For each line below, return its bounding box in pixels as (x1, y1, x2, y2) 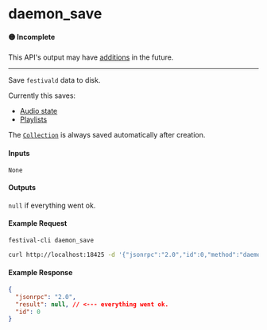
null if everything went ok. (8, 200, 96, 210)
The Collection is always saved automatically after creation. (8, 130, 206, 140)
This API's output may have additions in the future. (8, 52, 174, 62)
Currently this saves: (8, 91, 76, 100)
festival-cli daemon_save (8, 236, 94, 244)
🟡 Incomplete (8, 32, 56, 41)
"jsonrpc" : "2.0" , (15, 293, 77, 301)
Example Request (8, 219, 68, 228)
